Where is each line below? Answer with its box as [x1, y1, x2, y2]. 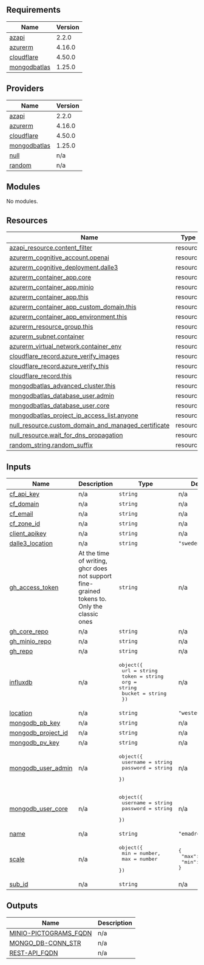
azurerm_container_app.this [9, 293, 89, 301]
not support [78, 572, 112, 581]
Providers [6, 83, 44, 94]
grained [78, 587, 101, 596]
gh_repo [9, 647, 33, 655]
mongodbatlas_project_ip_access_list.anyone [9, 411, 138, 420]
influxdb [9, 678, 33, 686]
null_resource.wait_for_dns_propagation [9, 431, 123, 440]
